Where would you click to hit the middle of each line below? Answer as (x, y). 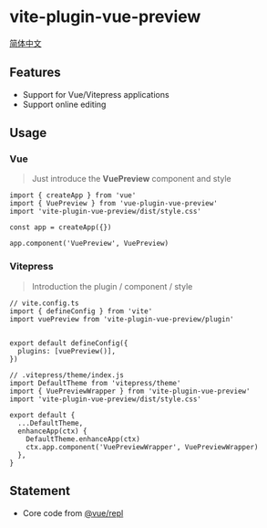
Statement (40, 491)
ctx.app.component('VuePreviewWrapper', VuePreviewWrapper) (142, 447)
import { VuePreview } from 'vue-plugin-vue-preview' (114, 204)
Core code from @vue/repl (73, 512)
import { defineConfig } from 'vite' (81, 311)
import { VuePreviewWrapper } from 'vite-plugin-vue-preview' (130, 391)
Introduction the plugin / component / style (112, 286)
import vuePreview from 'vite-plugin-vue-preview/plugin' (122, 319)
